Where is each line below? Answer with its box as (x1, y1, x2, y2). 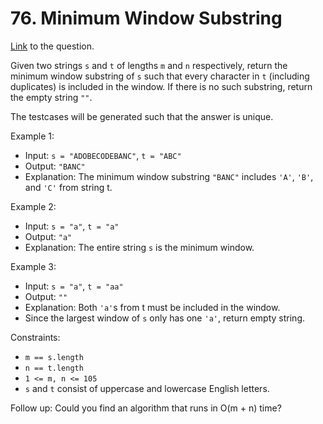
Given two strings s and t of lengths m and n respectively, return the (10, 59, 288, 71)
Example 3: (10, 260, 57, 272)
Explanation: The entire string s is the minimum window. (24, 241, 255, 253)
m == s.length (24, 352, 84, 362)
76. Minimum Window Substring (10, 7, 283, 30)
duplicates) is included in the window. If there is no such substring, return (10, 80, 313, 92)
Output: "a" (24, 230, 73, 242)
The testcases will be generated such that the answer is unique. (10, 110, 274, 122)
